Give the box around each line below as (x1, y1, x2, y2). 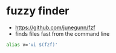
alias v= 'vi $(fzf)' (6, 42, 59, 48)
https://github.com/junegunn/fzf (14, 24, 95, 31)
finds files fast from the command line (14, 30, 110, 37)
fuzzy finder (6, 4, 69, 18)
